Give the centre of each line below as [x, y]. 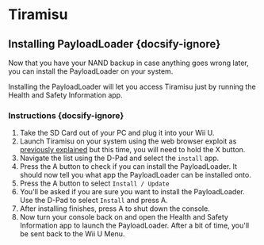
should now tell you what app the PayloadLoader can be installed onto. [135, 175]
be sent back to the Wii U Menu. [72, 234]
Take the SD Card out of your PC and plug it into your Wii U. [117, 133]
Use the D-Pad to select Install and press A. [94, 201]
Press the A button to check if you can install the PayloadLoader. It [128, 167]
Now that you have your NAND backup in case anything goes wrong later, [129, 63]
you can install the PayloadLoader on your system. [91, 71]
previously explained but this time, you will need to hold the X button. [132, 150]
